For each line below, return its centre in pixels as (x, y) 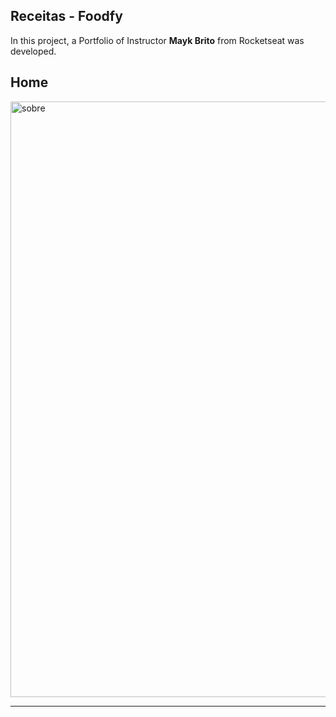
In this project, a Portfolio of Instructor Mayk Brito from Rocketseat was (157, 40)
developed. (33, 51)
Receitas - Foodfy (66, 16)
